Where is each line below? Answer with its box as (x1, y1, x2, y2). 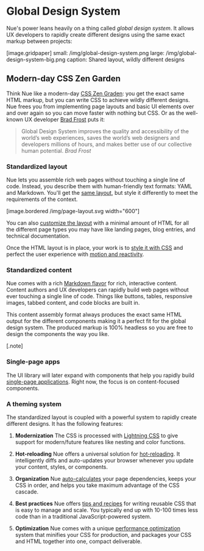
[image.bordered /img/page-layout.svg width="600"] (6, 208, 140, 215)
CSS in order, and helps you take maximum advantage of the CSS (15, 481, 180, 489)
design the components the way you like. (6, 330, 110, 338)
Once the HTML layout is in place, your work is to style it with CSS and (6, 244, 183, 252)
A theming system (6, 400, 62, 408)
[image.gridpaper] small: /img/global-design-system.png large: (6, 49, 165, 56)
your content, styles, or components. (15, 463, 108, 470)
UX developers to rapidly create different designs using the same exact (6, 31, 185, 38)
